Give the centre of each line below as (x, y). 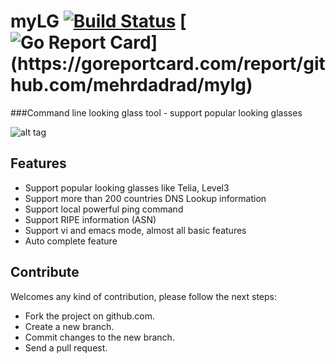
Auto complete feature (71, 241)
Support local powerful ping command (104, 209)
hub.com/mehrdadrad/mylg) (131, 85)
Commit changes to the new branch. (99, 337)
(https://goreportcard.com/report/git (168, 64)
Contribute (45, 272)
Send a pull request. (66, 347)
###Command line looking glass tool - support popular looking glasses (156, 112)
